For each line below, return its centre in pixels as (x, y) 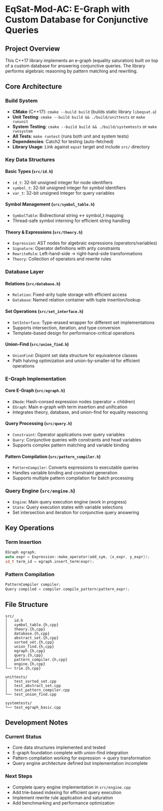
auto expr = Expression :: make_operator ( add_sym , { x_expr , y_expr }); (78, 557)
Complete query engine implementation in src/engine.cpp (71, 787)
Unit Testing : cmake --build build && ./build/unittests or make (79, 117)
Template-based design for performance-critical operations (74, 333)
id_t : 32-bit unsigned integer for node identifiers (62, 182)
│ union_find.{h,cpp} (30, 647)
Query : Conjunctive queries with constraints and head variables (77, 440)
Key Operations (30, 528)
